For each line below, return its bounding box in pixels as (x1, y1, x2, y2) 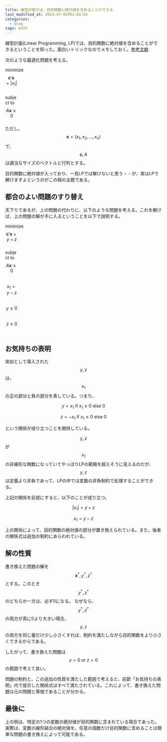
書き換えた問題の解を (5, 563, 49, 569)
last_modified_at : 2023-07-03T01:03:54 (5, 12, 88, 17)
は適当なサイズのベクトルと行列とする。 (5, 160, 88, 166)
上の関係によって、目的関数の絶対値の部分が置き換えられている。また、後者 (5, 527, 162, 533)
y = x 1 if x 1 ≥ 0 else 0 (62, 403, 105, 410)
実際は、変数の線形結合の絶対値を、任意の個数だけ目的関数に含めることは (5, 725, 158, 731)
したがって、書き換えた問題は (5, 649, 66, 655)
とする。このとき (5, 581, 40, 587)
